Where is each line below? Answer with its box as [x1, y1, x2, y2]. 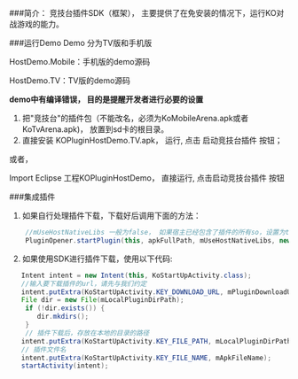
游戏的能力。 [16, 19, 64, 29]
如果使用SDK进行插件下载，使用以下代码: [21, 253, 173, 264]
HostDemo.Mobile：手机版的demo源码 [9, 57, 151, 66]
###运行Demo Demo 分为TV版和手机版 [9, 38, 153, 48]
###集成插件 [9, 191, 56, 202]
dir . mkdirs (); [36, 313, 90, 321]
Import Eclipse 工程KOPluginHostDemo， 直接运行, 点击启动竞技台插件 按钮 [9, 173, 286, 183]
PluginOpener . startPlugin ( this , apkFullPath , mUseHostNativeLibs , [25, 236, 276, 245]
